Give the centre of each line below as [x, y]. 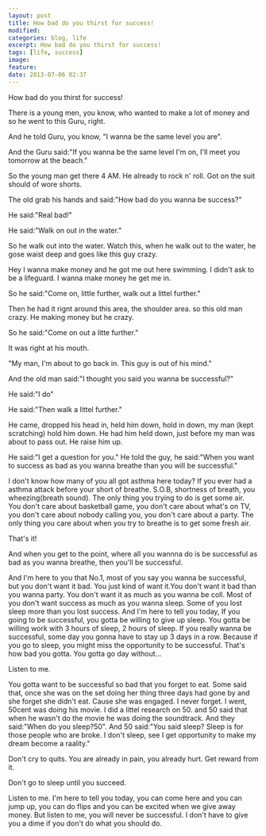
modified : [25, 30]
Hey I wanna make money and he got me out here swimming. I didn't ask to [131, 269]
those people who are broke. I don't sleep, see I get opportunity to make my [132, 734]
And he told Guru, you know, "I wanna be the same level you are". [115, 137]
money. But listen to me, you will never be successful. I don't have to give [128, 815]
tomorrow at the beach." [48, 160]
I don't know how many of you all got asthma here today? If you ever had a [130, 480]
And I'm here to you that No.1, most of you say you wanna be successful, [127, 577]
